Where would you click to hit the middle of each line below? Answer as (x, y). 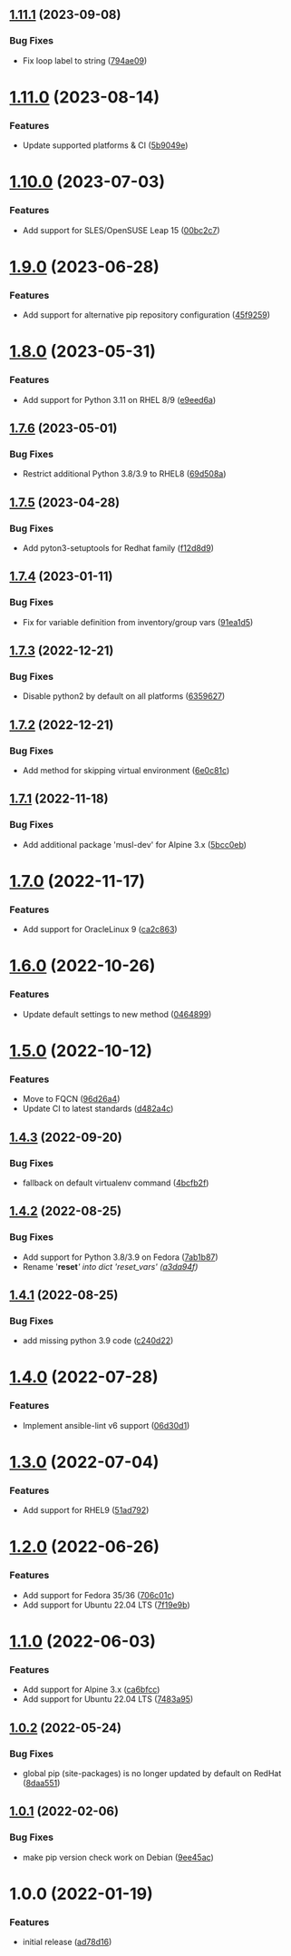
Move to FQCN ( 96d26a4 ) (71, 1099)
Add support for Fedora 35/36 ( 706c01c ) (98, 1595)
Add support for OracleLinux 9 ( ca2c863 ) (100, 929)
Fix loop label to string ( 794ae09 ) (85, 60)
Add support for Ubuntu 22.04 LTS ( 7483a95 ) (108, 1699)
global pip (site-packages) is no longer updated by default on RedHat (152, 1773)
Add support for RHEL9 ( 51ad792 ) (86, 1510)
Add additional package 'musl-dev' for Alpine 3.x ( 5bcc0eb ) (135, 844)
